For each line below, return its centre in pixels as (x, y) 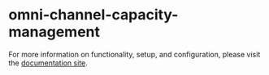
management (54, 32)
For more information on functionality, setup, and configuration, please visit (134, 54)
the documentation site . (48, 63)
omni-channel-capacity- (93, 15)
